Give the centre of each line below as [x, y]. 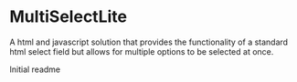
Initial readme [35, 69]
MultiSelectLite [69, 17]
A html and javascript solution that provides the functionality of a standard [149, 42]
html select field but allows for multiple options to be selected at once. [142, 51]
